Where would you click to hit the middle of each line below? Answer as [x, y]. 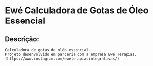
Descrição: [22, 39]
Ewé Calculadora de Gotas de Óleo [77, 11]
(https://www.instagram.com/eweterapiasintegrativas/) [62, 59]
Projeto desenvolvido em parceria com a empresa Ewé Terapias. [71, 54]
